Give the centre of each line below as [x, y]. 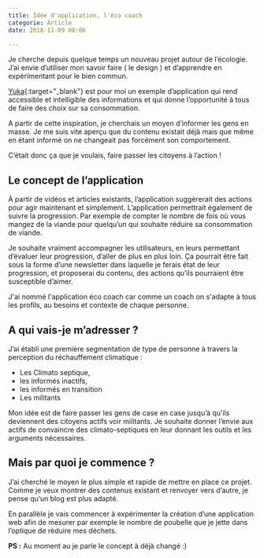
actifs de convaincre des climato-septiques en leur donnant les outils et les [130, 430]
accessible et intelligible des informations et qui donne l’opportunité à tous [129, 100]
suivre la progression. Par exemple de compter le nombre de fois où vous [127, 216]
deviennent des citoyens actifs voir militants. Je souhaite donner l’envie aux [131, 421]
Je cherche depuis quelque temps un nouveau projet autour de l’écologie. [128, 59]
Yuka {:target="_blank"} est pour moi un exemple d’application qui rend [123, 91]
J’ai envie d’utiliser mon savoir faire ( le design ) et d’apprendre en [115, 68]
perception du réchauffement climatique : [76, 357]
